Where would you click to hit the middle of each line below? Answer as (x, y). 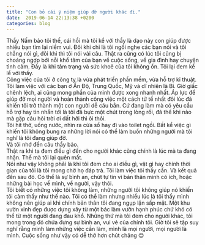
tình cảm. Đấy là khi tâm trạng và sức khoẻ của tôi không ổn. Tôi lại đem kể (101, 67)
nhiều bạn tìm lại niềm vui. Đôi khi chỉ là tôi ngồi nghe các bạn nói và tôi (96, 47)
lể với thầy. (20, 73)
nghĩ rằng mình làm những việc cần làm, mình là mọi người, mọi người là (97, 229)
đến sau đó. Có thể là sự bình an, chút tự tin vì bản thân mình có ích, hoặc (99, 177)
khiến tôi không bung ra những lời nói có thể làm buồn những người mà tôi (99, 131)
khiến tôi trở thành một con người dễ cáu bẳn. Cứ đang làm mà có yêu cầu (100, 106)
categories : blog (28, 23)
